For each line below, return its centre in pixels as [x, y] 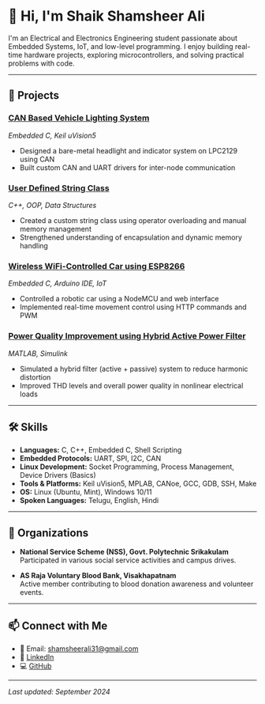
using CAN [37, 159]
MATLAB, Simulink [38, 353]
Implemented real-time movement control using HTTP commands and [133, 307]
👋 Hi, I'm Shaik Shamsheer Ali [106, 16]
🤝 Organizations [49, 533]
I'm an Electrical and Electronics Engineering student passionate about [123, 38]
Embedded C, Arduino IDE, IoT [58, 283]
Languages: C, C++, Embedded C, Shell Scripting [101, 450]
